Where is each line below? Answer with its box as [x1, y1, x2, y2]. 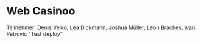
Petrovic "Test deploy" [6, 30, 63, 37]
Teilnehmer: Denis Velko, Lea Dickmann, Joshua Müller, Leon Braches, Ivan [6, 24, 196, 31]
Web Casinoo [6, 4, 76, 18]
